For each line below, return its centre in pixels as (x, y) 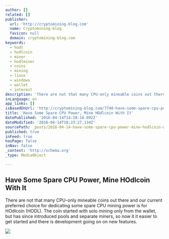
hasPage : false (21, 141)
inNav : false (19, 146)
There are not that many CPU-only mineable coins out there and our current (84, 200)
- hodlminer (22, 62)
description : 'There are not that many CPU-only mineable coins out (78, 94)
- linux (18, 76)
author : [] (17, 10)
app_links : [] (20, 104)
